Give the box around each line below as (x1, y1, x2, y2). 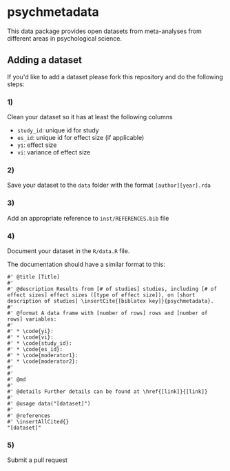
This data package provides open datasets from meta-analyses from (7, 27, 202, 35)
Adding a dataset (7, 54, 83, 66)
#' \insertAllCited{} (7, 418, 70, 425)
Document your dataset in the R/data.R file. (7, 246, 130, 255)
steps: (7, 80, 25, 88)
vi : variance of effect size (17, 148, 91, 157)
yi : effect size (17, 141, 57, 149)
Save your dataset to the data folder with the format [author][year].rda (7, 181, 211, 190)
